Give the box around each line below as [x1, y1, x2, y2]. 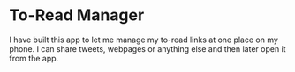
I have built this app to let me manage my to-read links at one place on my [9, 34, 278, 45]
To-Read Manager [9, 5, 145, 25]
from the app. [9, 53, 59, 63]
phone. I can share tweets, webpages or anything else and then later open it [9, 43, 286, 54]
